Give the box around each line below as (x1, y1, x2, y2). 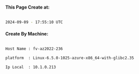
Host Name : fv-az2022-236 (5, 46, 63, 52)
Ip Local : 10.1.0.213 (5, 65, 56, 70)
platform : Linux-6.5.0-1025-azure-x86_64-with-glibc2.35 (5, 56, 134, 61)
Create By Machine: (5, 30, 49, 36)
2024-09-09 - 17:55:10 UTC (5, 20, 63, 25)
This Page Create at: (5, 4, 50, 10)
